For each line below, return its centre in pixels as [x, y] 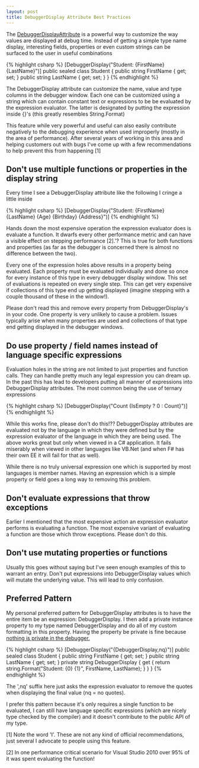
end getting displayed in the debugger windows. [65, 327]
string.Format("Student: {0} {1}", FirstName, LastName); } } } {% [84, 668]
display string [32, 178]
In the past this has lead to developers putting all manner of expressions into [99, 382]
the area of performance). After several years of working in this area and [95, 138]
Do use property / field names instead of [82, 346]
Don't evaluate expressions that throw [78, 498]
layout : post [22, 12]
